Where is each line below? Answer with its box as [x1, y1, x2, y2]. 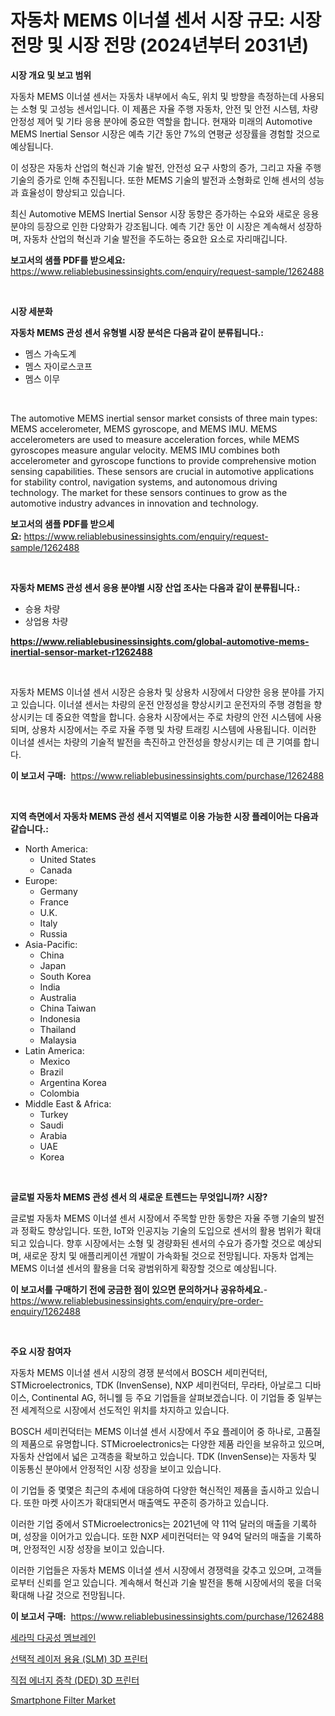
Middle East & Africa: [24, 1097, 112, 1110]
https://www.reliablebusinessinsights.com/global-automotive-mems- [10, 635, 310, 647]
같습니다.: [10, 822, 49, 835]
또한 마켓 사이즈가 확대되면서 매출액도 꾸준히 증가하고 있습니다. [23, 1496, 270, 1508]
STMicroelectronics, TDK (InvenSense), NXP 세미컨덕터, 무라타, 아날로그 [10, 1379, 303, 1391]
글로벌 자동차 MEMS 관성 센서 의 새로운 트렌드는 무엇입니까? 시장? [10, 1191, 268, 1203]
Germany [39, 885, 78, 897]
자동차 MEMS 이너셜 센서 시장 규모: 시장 [10, 9, 322, 32]
